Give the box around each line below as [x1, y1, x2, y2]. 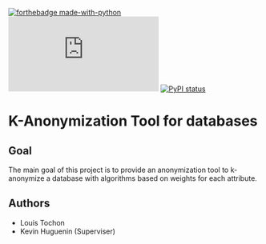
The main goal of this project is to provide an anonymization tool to [8, 165, 229, 174]
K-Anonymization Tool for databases [8, 112, 258, 130]
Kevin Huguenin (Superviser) [19, 226, 116, 236]
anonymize [8, 174, 45, 183]
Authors [8, 197, 50, 210]
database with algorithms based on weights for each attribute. [51, 174, 258, 183]
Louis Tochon [19, 218, 66, 227]
